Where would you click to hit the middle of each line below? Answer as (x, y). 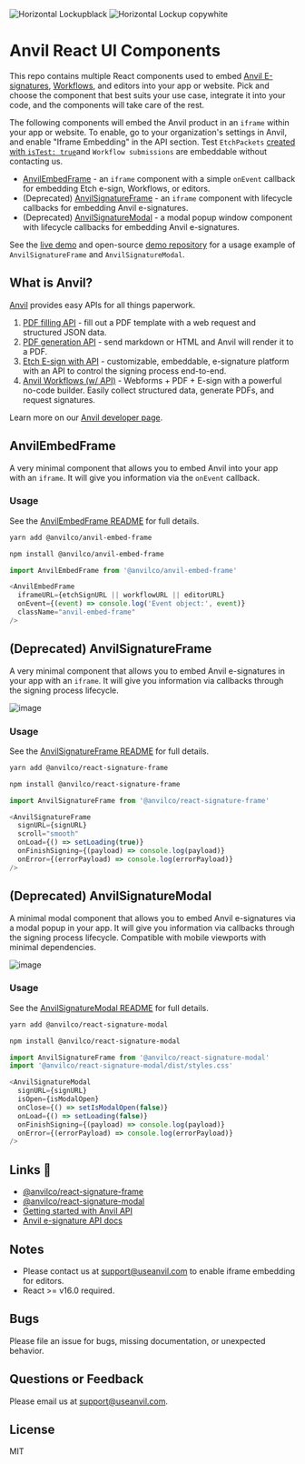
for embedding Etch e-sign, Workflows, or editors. (116, 188)
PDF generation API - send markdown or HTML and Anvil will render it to (158, 342)
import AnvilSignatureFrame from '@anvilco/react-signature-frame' (140, 800)
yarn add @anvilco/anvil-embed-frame (81, 537)
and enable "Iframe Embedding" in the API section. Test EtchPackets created (152, 142)
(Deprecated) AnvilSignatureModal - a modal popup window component (157, 217)
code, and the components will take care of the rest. (107, 105)
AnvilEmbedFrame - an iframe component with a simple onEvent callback (159, 178)
